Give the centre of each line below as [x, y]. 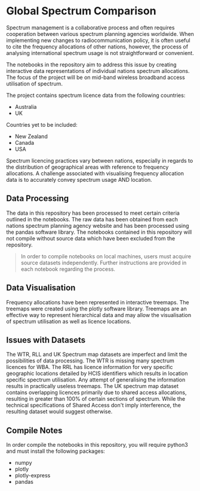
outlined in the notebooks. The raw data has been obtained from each [92, 219]
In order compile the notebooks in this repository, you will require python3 [97, 445]
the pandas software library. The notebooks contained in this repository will [99, 232]
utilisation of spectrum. [34, 83]
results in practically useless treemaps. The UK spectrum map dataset [93, 386]
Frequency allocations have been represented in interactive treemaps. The [98, 302]
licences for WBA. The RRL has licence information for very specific [90, 367]
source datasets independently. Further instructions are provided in [104, 263]
